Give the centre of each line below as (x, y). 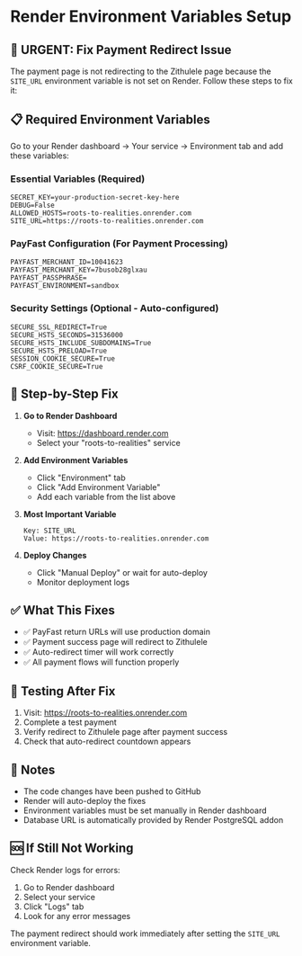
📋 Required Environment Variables (110, 120)
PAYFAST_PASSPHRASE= (49, 278)
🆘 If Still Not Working (72, 849)
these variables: (40, 156)
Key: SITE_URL (49, 531)
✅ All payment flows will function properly (101, 662)
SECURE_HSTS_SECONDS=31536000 (67, 335)
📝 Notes (33, 769)
